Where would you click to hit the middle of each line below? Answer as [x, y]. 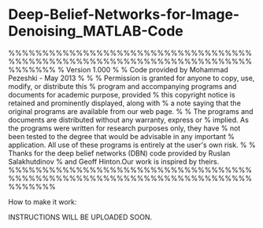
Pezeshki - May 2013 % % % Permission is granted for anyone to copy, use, [131, 78]
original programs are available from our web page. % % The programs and [131, 111]
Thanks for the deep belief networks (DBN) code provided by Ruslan [119, 153]
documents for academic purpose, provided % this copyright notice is [122, 94]
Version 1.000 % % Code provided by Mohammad [147, 69]
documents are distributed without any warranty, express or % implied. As [129, 120]
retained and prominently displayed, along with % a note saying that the [125, 103]
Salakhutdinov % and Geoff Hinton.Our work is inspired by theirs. [114, 161]
